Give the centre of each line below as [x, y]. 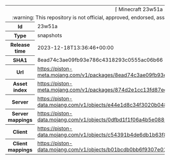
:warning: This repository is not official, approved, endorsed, [83, 17]
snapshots [50, 35]
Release [20, 45]
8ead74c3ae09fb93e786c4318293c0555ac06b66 [100, 60]
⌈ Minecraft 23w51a [139, 9]
